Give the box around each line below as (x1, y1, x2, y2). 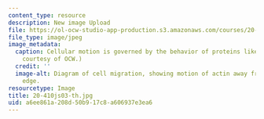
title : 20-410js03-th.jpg (8, 92, 93, 99)
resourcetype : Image (8, 84, 76, 92)
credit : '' (15, 63, 51, 70)
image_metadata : (8, 41, 61, 49)
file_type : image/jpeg (8, 33, 82, 41)
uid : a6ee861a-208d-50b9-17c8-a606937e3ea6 (8, 99, 153, 106)
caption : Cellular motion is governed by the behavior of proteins (15, 48, 241, 56)
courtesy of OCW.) (22, 56, 82, 63)
